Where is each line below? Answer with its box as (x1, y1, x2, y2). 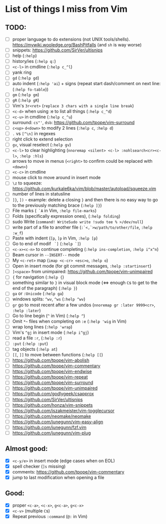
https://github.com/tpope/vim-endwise (12, 369, 92, 375)
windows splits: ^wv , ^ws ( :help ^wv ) (12, 296, 86, 302)
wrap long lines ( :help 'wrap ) (12, 324, 73, 330)
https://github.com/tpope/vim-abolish (12, 357, 90, 363)
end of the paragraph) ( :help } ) (12, 286, 78, 291)
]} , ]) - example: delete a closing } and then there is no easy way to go (12, 196, 158, 202)
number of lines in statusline (12, 191, 70, 197)
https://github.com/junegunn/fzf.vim (12, 424, 87, 430)
